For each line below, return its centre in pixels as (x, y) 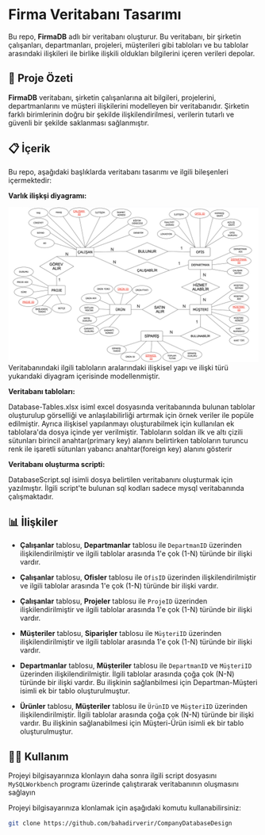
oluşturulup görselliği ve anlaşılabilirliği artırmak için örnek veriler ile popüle (131, 415)
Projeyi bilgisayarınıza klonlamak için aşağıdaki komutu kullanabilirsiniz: (125, 808)
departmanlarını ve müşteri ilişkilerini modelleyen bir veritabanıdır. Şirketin (129, 105)
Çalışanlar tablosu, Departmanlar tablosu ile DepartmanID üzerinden (131, 546)
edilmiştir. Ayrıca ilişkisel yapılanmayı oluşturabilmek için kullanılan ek (121, 423)
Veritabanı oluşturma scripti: (57, 464)
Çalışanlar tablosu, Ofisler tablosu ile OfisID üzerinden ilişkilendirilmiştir (138, 577)
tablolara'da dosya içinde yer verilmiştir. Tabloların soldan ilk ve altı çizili (126, 432)
